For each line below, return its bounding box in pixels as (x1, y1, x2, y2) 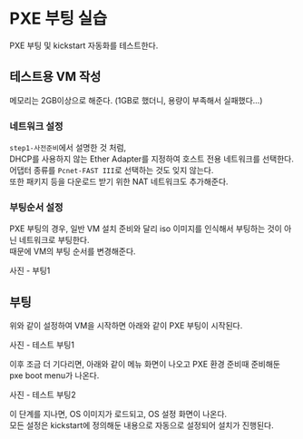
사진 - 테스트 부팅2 (9, 389, 76, 400)
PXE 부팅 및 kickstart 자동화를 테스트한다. (9, 40, 159, 51)
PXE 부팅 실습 (9, 8, 108, 29)
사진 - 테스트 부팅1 (9, 339, 75, 350)
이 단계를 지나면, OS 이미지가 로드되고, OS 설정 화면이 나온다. (9, 409, 228, 420)
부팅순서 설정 (9, 200, 64, 213)
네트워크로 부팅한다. (18, 235, 90, 246)
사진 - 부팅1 (9, 265, 51, 277)
